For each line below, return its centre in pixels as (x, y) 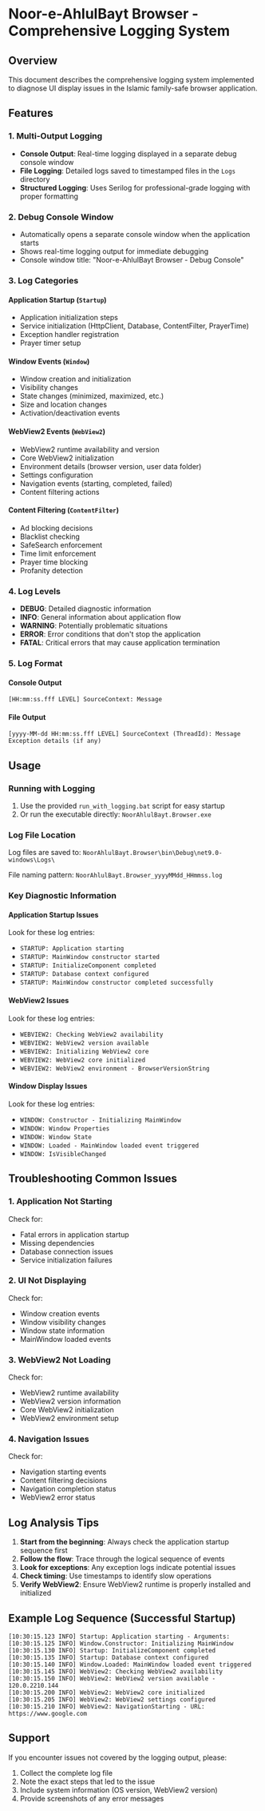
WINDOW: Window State (55, 1137)
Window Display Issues (48, 1086)
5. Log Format (36, 663)
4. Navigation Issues (49, 1440)
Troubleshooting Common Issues (93, 1179)
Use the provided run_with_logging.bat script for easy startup (122, 806)
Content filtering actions (59, 492)
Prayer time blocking (54, 562)
